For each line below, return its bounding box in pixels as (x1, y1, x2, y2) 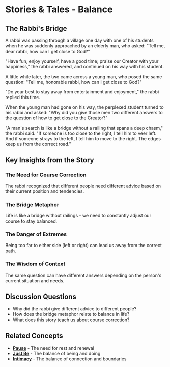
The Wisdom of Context (5, 260, 66, 267)
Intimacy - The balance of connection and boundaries (12, 356, 127, 362)
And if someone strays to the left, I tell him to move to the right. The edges (5, 136, 161, 141)
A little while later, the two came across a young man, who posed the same (5, 74, 162, 80)
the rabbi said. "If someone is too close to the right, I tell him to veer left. (5, 130, 157, 136)
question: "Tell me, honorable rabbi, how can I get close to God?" (5, 79, 143, 85)
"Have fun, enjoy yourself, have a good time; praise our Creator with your (5, 58, 159, 64)
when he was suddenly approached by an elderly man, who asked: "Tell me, (5, 43, 165, 49)
